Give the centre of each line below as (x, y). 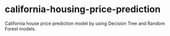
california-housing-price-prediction (83, 9)
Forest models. (20, 28)
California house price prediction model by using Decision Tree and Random (85, 23)
